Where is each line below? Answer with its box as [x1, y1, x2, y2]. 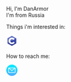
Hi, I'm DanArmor [6, 5, 49, 12]
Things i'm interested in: [6, 24, 66, 30]
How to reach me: [6, 52, 50, 60]
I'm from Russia [6, 11, 45, 19]
